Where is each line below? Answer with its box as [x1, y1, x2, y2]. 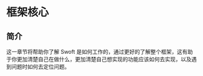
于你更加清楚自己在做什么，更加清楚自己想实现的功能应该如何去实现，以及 [6, 56, 192, 63]
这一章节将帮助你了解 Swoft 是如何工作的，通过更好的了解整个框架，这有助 [6, 48, 193, 55]
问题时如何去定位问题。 [11, 63, 70, 70]
